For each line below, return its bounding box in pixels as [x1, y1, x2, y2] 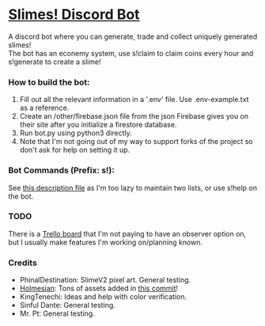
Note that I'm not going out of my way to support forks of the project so [19, 137, 253, 146]
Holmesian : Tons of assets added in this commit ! [19, 283, 179, 294]
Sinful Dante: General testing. [19, 301, 116, 310]
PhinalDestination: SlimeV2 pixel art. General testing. [19, 275, 191, 285]
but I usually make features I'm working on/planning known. [8, 237, 203, 247]
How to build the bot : [8, 77, 90, 88]
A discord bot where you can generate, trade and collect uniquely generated [8, 32, 258, 41]
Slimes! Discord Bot [8, 6, 140, 24]
